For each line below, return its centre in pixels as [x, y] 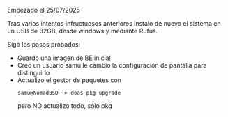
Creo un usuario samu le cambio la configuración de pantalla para [112, 65]
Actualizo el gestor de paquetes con [69, 80]
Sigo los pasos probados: [44, 44]
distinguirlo [33, 73]
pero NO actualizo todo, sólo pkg [65, 106]
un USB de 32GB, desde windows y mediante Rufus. [83, 31]
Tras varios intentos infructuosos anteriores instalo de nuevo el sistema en [114, 23]
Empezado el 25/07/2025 [44, 10]
